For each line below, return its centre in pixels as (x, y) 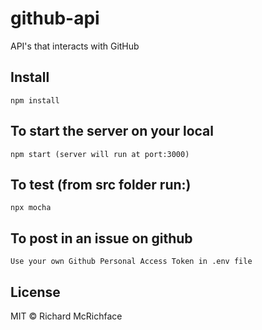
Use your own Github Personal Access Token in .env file (131, 262)
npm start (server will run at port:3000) (100, 154)
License (35, 292)
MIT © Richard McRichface (66, 316)
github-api (55, 18)
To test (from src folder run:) (101, 184)
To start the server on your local (112, 131)
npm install (35, 100)
